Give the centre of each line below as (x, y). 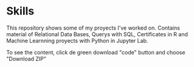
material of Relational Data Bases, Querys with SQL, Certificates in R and (97, 34)
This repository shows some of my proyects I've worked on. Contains (93, 28)
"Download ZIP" (26, 59)
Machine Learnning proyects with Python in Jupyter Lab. (77, 40)
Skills (20, 11)
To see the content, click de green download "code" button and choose (96, 52)
